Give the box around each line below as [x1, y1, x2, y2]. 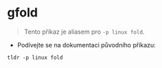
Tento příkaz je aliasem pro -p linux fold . [23, 27, 145, 36]
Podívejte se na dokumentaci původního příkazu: [17, 41, 156, 49]
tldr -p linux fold [7, 54, 63, 61]
